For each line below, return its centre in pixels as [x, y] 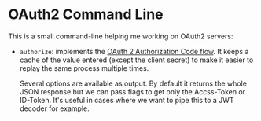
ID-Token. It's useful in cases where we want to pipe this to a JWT [127, 100]
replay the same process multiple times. [84, 68]
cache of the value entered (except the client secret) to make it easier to [136, 60]
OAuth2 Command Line [86, 15]
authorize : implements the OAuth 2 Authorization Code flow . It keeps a [134, 51]
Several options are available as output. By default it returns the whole [133, 83]
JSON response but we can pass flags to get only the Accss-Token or [132, 91]
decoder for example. [55, 108]
